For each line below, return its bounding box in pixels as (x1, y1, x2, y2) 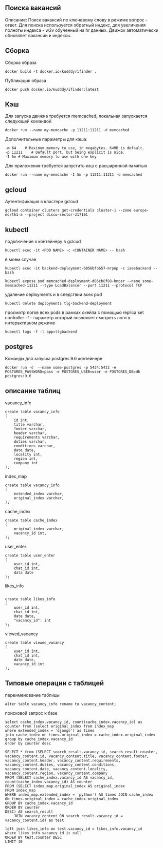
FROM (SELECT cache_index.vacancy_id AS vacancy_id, (5, 775, 114, 780)
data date (14, 570, 34, 575)
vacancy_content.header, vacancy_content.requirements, (5, 758, 121, 763)
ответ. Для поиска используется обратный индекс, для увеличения (5, 22, 146, 28)
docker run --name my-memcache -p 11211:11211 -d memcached (5, 128, 130, 133)
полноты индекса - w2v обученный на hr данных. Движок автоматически (5, 27, 159, 33)
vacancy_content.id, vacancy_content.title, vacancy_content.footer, (5, 754, 149, 759)
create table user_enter (5, 553, 55, 558)
